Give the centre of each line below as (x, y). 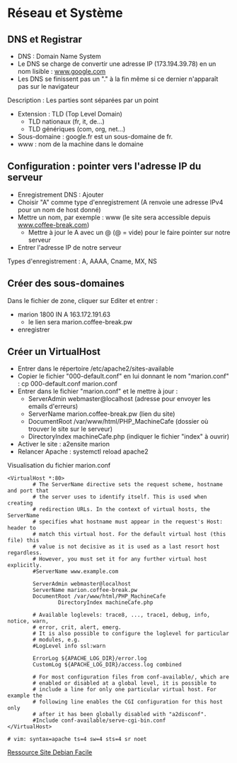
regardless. (25, 553)
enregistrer (34, 329)
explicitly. (25, 566)
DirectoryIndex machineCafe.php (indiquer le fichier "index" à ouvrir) (129, 437)
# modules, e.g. (57, 640)
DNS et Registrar (45, 39)
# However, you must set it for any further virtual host (120, 559)
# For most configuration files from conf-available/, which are (131, 677)
